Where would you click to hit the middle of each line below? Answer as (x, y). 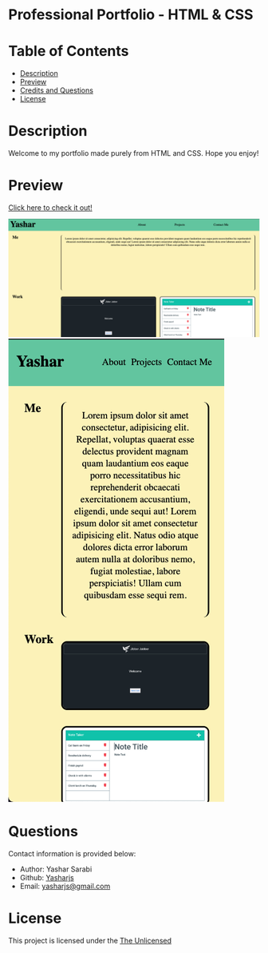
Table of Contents (69, 52)
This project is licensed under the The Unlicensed (90, 941)
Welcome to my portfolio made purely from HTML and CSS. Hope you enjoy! (134, 153)
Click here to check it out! (51, 208)
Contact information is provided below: (72, 854)
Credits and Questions (57, 90)
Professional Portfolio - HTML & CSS (131, 15)
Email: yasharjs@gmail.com (65, 886)
